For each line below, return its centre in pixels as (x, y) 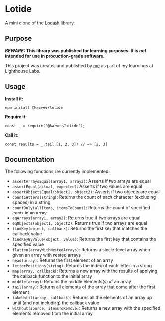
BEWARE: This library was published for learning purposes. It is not (76, 50)
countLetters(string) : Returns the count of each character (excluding (84, 197)
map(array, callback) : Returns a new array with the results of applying (85, 271)
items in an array (29, 213)
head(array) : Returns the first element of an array (63, 260)
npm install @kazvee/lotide (34, 107)
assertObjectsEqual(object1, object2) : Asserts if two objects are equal (86, 192)
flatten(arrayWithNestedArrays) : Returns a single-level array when (81, 250)
